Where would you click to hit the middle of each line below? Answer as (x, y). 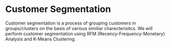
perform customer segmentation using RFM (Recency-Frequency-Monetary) (85, 33)
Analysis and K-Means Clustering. (41, 39)
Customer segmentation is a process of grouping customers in (71, 23)
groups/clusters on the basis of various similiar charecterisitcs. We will (79, 28)
